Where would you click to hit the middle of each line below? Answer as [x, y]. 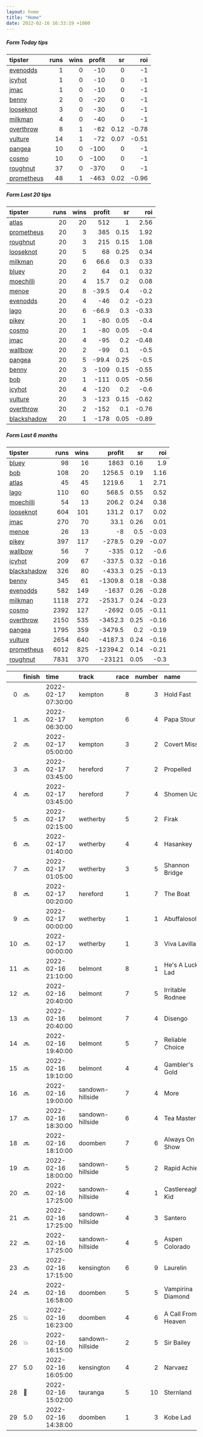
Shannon [177, 865]
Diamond [177, 1297]
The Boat [177, 894]
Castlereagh [181, 1189]
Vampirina [179, 1289]
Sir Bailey [177, 1343]
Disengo [176, 1019]
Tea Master [180, 1119]
